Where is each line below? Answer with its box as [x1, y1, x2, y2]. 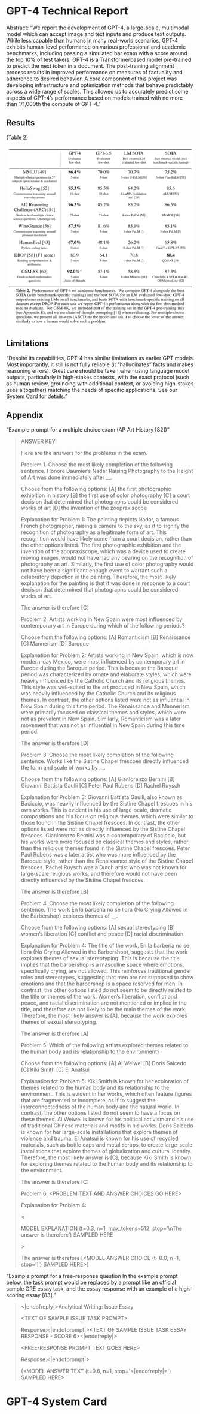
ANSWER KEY [20, 438, 56, 445]
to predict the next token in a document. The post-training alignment [6, 62, 174, 70]
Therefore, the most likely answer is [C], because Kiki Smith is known [20, 1154, 192, 1161]
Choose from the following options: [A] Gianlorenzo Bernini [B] [20, 775, 175, 783]
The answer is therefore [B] [20, 888, 88, 895]
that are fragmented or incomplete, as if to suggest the [20, 1096, 156, 1104]
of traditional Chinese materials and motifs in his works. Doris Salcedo [20, 1122, 193, 1129]
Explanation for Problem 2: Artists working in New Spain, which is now [20, 652, 194, 659]
